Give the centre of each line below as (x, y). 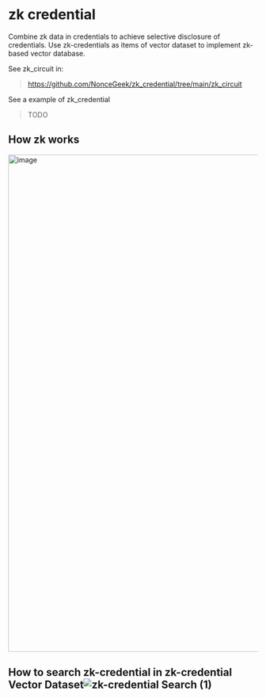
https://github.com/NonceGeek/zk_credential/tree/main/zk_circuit (135, 84)
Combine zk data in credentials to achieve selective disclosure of (114, 36)
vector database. (58, 53)
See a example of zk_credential (59, 99)
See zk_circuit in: (36, 68)
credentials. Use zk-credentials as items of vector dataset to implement (125, 44)
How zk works (44, 140)
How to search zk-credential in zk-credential (120, 672)
